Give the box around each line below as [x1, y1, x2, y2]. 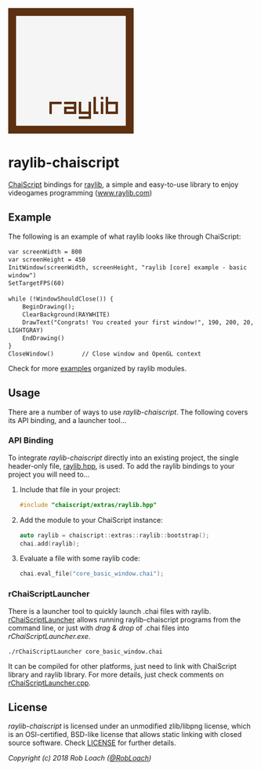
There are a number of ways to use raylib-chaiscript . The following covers [8, 407, 248, 417]
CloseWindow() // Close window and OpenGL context [8, 349, 201, 358]
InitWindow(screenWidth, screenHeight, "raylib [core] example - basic [8, 263, 247, 272]
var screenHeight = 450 [8, 255, 86, 264]
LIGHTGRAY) [8, 326, 44, 334]
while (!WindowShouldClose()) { [8, 294, 114, 303]
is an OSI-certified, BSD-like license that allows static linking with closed [8, 730, 242, 739]
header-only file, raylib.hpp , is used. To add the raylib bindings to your [8, 461, 235, 470]
